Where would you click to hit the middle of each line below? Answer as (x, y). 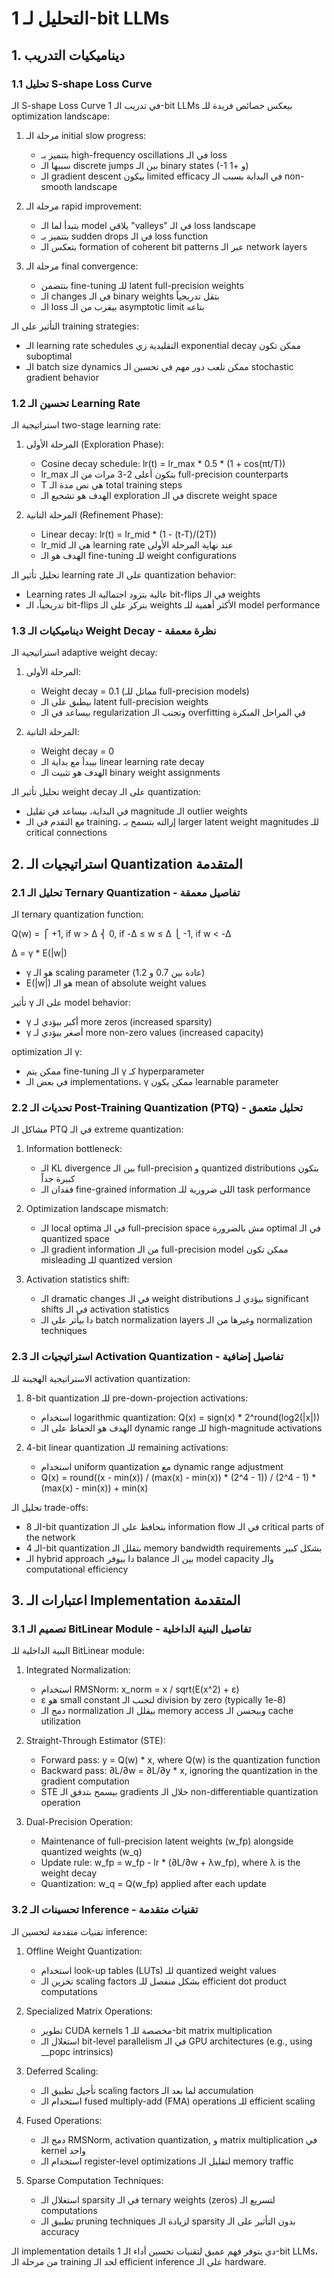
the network (50, 1537)
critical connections (66, 833)
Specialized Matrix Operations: (89, 2011)
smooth (56, 186)
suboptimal (49, 356)
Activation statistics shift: (77, 1279)
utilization (60, 1721)
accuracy (60, 2231)
